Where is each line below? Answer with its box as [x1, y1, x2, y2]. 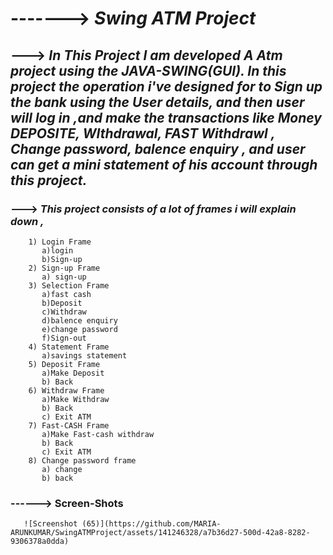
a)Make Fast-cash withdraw [41, 429, 155, 439]
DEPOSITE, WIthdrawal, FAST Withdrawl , [10, 125, 276, 142]
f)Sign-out [41, 333, 87, 343]
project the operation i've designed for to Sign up [10, 78, 323, 95]
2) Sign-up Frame [28, 263, 101, 273]
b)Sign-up [41, 254, 83, 264]
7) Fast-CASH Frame [28, 420, 110, 431]
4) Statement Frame [28, 342, 110, 352]
